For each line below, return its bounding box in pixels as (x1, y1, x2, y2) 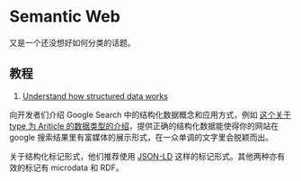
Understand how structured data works (22, 90, 169, 101)
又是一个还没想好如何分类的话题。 (9, 37, 136, 48)
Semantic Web (9, 6, 121, 27)
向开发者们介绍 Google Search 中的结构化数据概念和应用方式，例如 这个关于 (9, 109, 292, 120)
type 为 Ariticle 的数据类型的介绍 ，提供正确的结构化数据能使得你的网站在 (9, 120, 279, 131)
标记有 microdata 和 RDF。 (24, 162, 124, 173)
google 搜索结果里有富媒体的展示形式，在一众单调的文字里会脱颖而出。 (9, 131, 274, 142)
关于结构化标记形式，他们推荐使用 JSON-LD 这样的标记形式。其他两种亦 (9, 150, 278, 161)
